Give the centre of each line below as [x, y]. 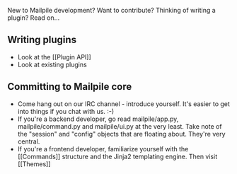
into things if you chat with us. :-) [66, 111]
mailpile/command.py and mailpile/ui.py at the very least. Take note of [120, 126]
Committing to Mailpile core [70, 87]
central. [29, 141]
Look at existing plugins [52, 64]
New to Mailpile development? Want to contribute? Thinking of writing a [111, 10]
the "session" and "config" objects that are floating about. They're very [121, 134]
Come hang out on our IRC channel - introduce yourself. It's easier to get [123, 104]
